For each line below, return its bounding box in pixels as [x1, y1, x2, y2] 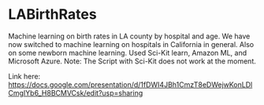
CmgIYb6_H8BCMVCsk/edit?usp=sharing [8, 88, 143, 97]
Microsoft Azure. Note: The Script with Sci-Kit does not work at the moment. [8, 56, 256, 66]
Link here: [8, 71, 41, 81]
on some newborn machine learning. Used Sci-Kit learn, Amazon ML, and [8, 48, 247, 57]
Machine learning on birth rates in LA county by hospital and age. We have [8, 31, 251, 41]
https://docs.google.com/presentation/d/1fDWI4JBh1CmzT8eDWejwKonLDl [8, 80, 253, 89]
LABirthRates [8, 5, 97, 24]
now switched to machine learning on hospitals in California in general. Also [8, 39, 255, 49]
